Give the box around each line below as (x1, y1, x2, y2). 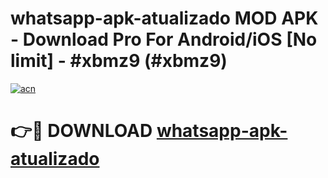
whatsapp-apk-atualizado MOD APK (10, 7, 319, 30)
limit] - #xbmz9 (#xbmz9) (10, 50, 228, 72)
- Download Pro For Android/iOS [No (10, 28, 318, 51)
